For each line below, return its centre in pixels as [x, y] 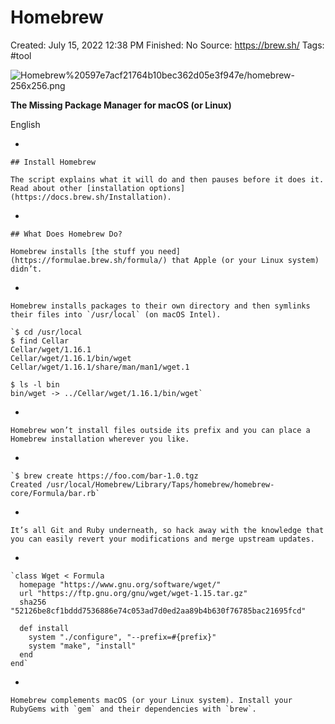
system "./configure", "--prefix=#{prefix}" [122, 637]
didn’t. [26, 269]
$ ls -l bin [35, 384]
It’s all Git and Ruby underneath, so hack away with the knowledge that [167, 530]
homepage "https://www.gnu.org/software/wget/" [120, 584]
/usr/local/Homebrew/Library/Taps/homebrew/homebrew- [160, 484]
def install [44, 628]
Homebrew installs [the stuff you [82, 251]
